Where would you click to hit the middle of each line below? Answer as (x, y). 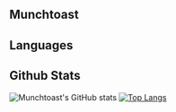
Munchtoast (44, 15)
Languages (41, 45)
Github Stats (45, 76)
